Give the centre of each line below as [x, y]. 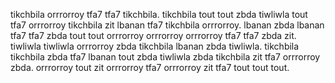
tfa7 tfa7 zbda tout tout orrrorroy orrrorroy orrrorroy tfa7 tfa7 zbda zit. [153, 35]
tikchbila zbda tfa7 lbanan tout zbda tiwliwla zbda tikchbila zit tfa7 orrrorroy [165, 57]
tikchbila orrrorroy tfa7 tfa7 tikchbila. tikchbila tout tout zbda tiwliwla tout [159, 14]
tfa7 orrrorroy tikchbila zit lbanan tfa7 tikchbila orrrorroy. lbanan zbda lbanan [167, 25]
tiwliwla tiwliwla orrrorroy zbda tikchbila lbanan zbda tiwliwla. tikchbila [155, 46]
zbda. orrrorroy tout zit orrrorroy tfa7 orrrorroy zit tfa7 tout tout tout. [150, 67]
